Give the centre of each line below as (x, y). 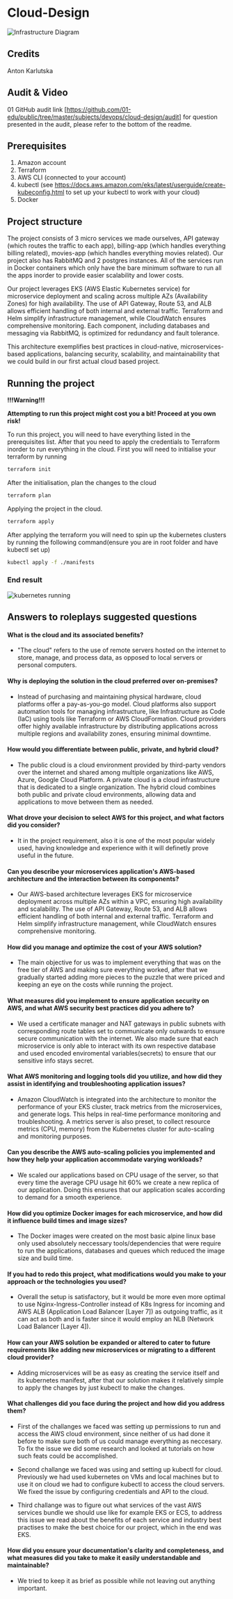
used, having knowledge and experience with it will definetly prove (113, 848)
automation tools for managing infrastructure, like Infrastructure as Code (121, 711)
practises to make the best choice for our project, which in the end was (119, 1527)
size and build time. (45, 1258)
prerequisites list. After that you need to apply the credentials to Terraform (114, 442)
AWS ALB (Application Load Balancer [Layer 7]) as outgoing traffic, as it (120, 1312)
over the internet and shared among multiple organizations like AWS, (115, 772)
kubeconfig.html (41, 192)
